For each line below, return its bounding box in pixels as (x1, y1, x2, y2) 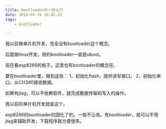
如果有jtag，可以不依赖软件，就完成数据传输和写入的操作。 (5, 90, 129, 96)
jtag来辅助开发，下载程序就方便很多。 (5, 118, 85, 124)
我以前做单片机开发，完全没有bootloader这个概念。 (5, 41, 113, 47)
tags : (5, 17, 17, 22)
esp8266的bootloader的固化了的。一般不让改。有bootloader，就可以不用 (5, 112, 159, 118)
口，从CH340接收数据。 (5, 79, 56, 85)
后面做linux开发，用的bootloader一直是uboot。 (5, 51, 104, 57)
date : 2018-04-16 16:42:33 (5, 12, 62, 17)
